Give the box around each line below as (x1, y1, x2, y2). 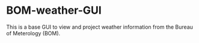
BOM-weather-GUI (6, 4, 102, 17)
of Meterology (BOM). (6, 29, 61, 36)
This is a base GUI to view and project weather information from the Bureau (6, 23, 194, 30)
